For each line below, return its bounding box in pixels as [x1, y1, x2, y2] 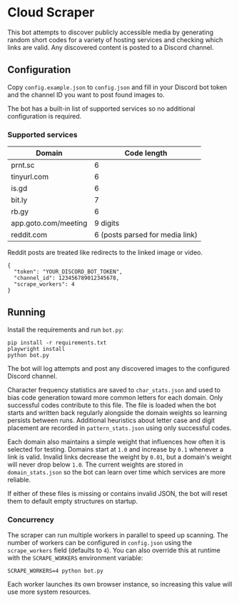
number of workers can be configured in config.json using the [7, 539, 193, 547]
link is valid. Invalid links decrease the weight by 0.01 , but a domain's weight [7, 452, 232, 461]
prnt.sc [11, 160, 35, 170]
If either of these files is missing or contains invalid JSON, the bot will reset [7, 489, 228, 497]
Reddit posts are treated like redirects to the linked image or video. [7, 248, 203, 257]
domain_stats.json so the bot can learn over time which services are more [7, 467, 226, 476]
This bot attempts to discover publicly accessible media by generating [7, 28, 214, 36]
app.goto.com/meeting [11, 219, 88, 229]
